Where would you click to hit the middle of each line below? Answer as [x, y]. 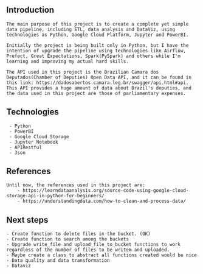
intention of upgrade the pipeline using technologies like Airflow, [96, 51]
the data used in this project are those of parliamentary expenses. [96, 93]
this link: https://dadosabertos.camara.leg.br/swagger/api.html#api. [98, 83]
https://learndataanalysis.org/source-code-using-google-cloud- [105, 191]
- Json [17, 153]
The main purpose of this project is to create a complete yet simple [98, 24]
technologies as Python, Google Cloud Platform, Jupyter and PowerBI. [98, 35]
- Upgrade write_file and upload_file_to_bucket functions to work [94, 245]
